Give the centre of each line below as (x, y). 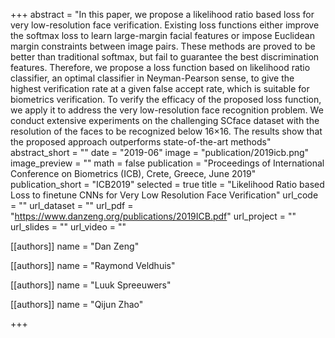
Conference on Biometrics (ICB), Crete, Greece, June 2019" (133, 173)
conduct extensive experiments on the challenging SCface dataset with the (165, 120)
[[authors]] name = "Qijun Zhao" (77, 304)
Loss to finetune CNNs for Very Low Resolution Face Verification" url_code (164, 195)
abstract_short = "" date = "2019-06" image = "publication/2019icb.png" (160, 152)
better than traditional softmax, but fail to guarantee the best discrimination (165, 57)
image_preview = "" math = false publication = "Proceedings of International (167, 163)
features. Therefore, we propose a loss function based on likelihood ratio (160, 67)
